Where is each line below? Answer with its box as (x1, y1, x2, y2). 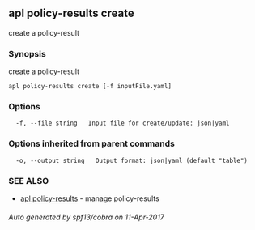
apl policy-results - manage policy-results (19, 194, 159, 203)
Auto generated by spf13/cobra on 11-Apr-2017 (8, 212, 164, 222)
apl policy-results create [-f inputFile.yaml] (8, 83, 172, 91)
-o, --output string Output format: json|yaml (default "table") (15, 156, 249, 164)
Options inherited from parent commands (8, 138, 176, 149)
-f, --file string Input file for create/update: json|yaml (15, 119, 230, 128)
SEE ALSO (8, 175, 49, 186)
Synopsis (8, 48, 46, 59)
